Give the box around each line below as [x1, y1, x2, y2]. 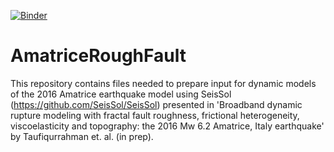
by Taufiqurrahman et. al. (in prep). [10, 130, 154, 142]
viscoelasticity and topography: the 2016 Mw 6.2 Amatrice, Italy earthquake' [10, 120, 325, 132]
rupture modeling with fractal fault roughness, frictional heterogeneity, [10, 109, 300, 121]
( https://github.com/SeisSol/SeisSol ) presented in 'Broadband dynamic [10, 98, 303, 110]
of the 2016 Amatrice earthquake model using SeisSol [10, 88, 232, 100]
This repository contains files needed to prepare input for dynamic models [10, 77, 317, 89]
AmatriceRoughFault [10, 45, 187, 67]
